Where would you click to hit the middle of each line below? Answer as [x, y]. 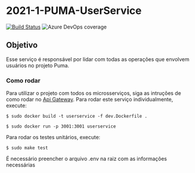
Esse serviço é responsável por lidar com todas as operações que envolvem [98, 59]
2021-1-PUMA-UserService [74, 11]
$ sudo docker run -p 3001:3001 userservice [61, 126]
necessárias [21, 165]
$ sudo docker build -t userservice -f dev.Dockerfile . [77, 116]
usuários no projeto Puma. [38, 65]
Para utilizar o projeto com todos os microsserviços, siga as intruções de [94, 93]
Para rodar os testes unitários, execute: [53, 137]
